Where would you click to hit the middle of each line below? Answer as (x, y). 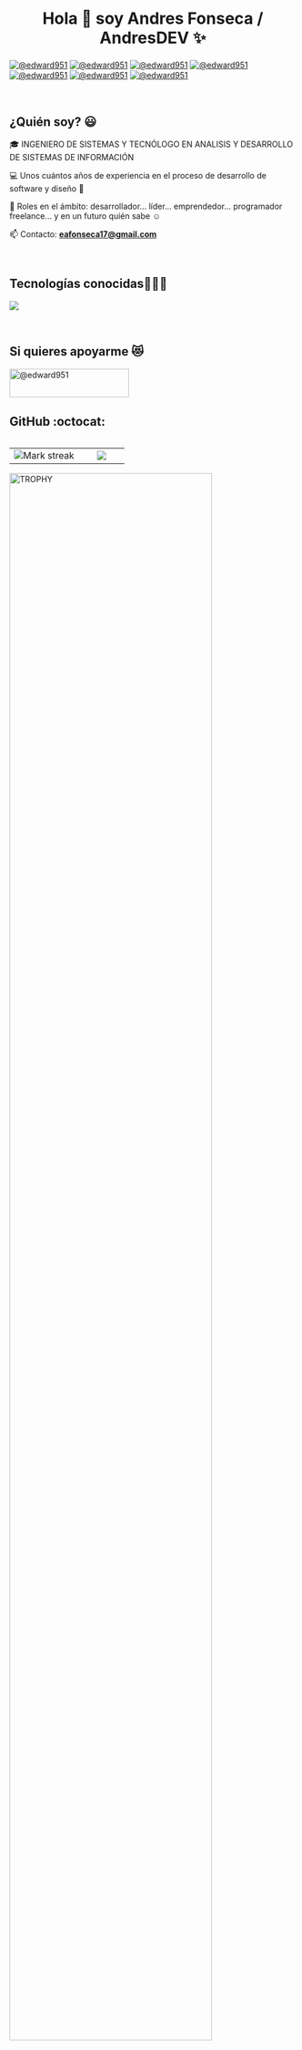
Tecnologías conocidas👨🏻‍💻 (89, 284)
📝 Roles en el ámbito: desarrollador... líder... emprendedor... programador (146, 206)
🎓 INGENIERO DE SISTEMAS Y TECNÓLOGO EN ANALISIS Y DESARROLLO (151, 144)
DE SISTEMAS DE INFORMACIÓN (72, 158)
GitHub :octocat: (58, 422)
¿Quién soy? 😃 (53, 122)
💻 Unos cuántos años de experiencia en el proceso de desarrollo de (138, 176)
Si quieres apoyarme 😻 (77, 351)
